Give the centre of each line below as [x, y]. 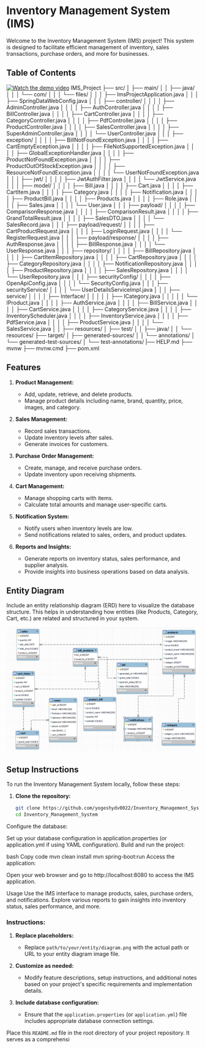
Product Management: [44, 382]
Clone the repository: [43, 796]
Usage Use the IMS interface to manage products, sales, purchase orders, [100, 893]
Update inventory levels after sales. [69, 437]
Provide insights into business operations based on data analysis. [107, 571]
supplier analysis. [47, 565]
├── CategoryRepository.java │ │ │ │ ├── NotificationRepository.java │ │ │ [102, 264]
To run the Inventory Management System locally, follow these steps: [93, 784]
